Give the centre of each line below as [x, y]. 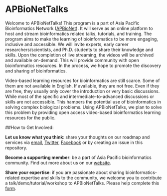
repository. [16, 147]
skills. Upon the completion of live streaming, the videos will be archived [79, 55]
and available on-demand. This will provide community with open [72, 60]
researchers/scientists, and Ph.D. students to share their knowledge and [79, 49]
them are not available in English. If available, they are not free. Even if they [82, 85]
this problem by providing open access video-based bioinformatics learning [83, 112]
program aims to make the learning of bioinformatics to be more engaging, [82, 39]
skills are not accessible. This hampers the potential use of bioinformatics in [83, 101]
